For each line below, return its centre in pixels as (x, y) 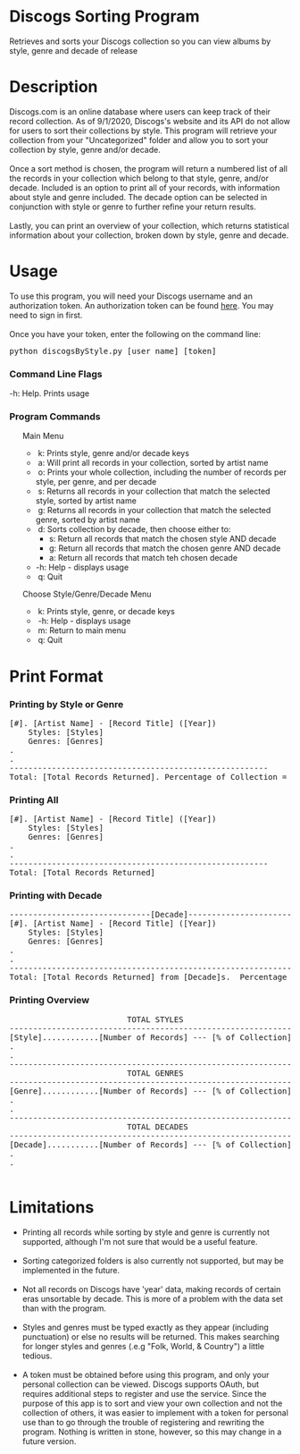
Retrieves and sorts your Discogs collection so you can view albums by (140, 41)
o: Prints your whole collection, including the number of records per (162, 472)
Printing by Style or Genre (67, 704)
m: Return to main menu (82, 630)
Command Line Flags (56, 374)
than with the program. (64, 1308)
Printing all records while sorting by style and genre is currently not (146, 1232)
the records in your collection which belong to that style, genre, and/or (139, 178)
